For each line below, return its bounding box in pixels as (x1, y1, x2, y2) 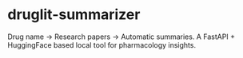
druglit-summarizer (7, 6, 141, 24)
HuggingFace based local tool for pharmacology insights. (7, 40, 197, 49)
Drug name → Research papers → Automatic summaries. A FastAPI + (7, 32, 236, 41)
